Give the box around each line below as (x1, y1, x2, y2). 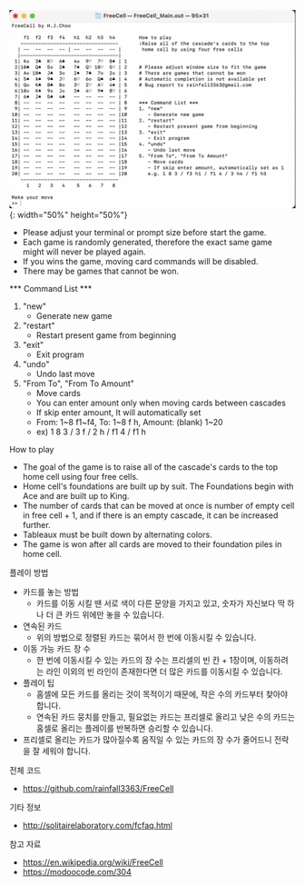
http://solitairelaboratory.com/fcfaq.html (22, 820, 172, 831)
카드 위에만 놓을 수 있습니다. (64, 610, 165, 621)
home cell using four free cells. (22, 472, 139, 483)
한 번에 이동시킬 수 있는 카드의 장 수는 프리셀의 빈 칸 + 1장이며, (35, 655, 257, 666)
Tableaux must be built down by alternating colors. (22, 529, 212, 541)
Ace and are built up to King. (22, 491, 130, 502)
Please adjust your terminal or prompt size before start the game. (22, 227, 267, 238)
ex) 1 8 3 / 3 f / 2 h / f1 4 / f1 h (35, 426, 147, 437)
